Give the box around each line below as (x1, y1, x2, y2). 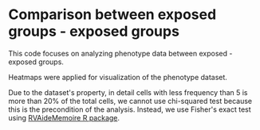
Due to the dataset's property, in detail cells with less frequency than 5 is (8, 87, 249, 97)
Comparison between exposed (8, 6, 217, 24)
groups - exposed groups (8, 22, 179, 40)
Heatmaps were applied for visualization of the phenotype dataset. (8, 72, 227, 82)
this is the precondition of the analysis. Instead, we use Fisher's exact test (8, 105, 251, 114)
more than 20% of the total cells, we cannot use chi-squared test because (8, 96, 253, 105)
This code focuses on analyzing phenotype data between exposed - (8, 48, 233, 58)
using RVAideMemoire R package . (8, 113, 120, 122)
